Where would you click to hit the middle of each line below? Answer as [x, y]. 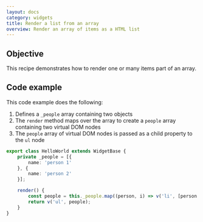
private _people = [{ [44, 157]
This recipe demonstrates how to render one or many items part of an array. [101, 68]
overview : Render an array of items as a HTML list [73, 29]
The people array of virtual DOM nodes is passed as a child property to [104, 133]
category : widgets [29, 18]
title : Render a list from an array [53, 23]
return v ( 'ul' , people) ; [60, 202]
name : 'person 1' [50, 162]
